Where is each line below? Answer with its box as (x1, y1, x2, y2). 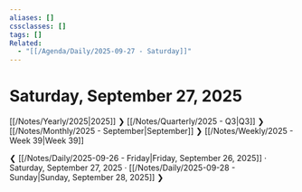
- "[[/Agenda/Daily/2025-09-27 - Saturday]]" (17, 47, 193, 56)
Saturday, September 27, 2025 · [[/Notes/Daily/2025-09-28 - (9, 162, 236, 173)
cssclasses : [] (9, 22, 67, 31)
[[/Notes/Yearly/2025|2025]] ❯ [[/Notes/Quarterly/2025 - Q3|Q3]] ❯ (9, 116, 265, 127)
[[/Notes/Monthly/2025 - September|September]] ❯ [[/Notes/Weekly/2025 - (9, 126, 294, 137)
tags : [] (9, 30, 42, 39)
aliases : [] (9, 13, 54, 23)
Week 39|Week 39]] (9, 135, 84, 146)
